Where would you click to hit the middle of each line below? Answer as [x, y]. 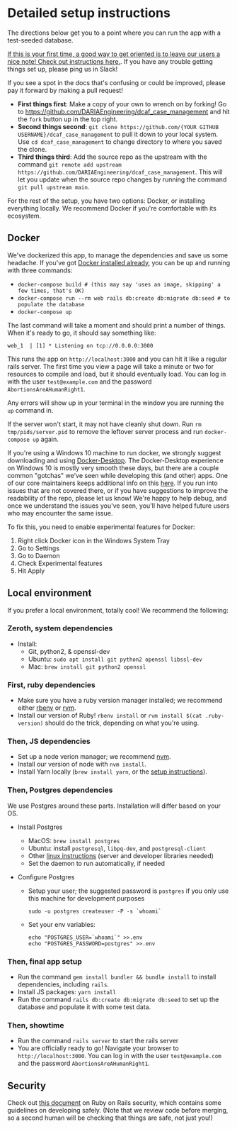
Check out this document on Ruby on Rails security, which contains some [114, 1103]
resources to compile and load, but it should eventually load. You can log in [117, 374]
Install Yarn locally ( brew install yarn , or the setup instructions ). [112, 772]
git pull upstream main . [53, 187]
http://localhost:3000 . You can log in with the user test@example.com [119, 1056]
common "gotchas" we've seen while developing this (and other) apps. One [118, 475]
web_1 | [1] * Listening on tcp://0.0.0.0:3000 [80, 345]
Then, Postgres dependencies [60, 790]
